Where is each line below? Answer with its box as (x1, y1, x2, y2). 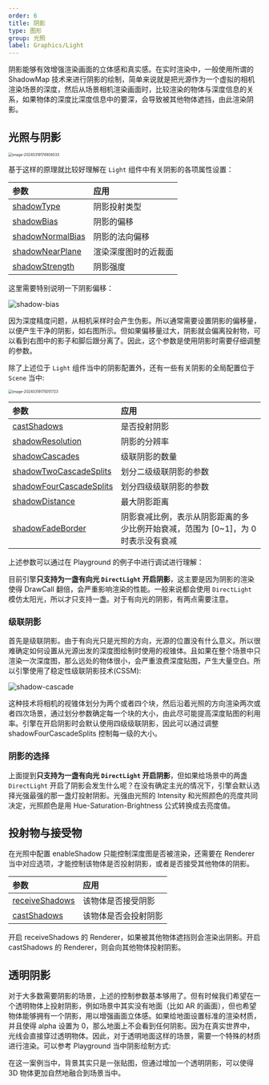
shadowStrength (12, 260, 74, 272)
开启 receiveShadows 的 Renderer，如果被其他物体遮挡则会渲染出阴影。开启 (8, 933, 261, 942)
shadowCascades (12, 450, 80, 462)
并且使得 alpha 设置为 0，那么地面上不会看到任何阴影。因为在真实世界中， (8, 1021, 255, 1031)
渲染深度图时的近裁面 (93, 246, 174, 257)
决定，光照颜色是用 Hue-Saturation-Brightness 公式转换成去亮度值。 (8, 801, 235, 810)
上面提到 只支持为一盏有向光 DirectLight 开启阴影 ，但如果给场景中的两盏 (8, 770, 248, 780)
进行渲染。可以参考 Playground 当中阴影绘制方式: (8, 1041, 171, 1051)
